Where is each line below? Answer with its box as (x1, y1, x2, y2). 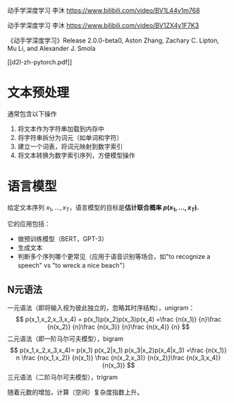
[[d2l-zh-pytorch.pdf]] (7, 58, 73, 66)
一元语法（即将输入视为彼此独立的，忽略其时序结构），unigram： (7, 303, 195, 313)
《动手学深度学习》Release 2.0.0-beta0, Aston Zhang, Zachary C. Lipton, (7, 36, 220, 45)
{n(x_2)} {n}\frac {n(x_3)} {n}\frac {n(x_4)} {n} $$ (47, 322, 190, 331)
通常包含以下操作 (7, 109, 57, 118)
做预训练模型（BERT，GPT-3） (17, 234, 108, 243)
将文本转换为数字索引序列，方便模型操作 (17, 151, 135, 159)
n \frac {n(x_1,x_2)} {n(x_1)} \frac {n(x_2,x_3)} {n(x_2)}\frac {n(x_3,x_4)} (16, 354, 221, 362)
